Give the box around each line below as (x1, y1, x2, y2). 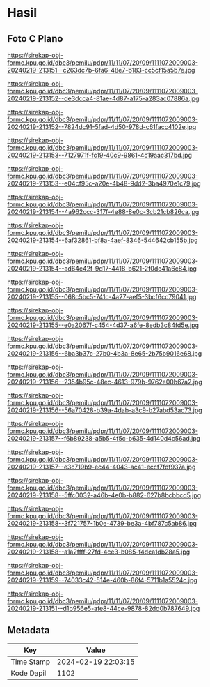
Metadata (7, 624, 50, 636)
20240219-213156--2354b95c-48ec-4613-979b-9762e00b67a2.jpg (7, 378, 203, 386)
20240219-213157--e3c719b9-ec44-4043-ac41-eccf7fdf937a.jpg (7, 462, 196, 471)
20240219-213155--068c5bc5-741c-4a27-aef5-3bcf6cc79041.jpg (7, 293, 197, 301)
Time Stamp (10, 657, 51, 667)
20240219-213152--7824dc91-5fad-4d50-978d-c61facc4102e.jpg (7, 123, 197, 130)
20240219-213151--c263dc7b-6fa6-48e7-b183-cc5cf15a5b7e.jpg (7, 66, 195, 74)
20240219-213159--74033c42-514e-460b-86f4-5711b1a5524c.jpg (7, 576, 198, 584)
